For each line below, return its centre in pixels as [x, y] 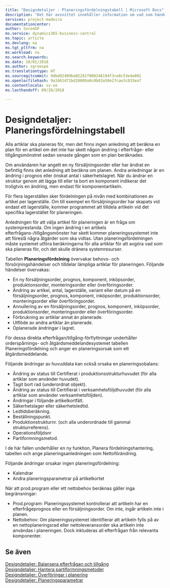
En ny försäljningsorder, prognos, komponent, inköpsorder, [74, 280]
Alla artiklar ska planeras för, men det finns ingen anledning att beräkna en [83, 144]
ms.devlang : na [21, 43]
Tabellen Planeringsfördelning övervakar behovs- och [62, 259]
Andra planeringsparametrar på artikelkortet [58, 479]
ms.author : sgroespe [27, 66]
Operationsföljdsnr [32, 433]
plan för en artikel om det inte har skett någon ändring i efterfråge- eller [80, 150]
